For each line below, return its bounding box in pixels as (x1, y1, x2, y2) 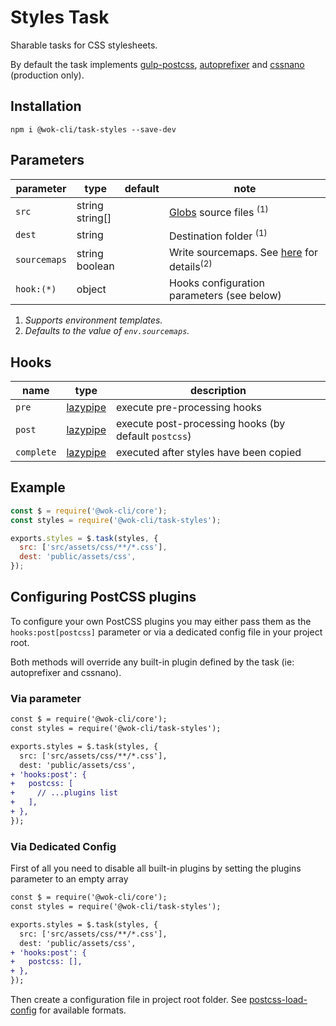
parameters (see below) (168, 289, 282, 303)
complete (15, 447, 57, 458)
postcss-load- (249, 994, 308, 1005)
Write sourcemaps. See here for (168, 245, 318, 259)
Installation (10, 98, 82, 115)
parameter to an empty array (10, 873, 129, 885)
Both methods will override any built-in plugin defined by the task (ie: (10, 656, 295, 668)
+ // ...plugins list (10, 788, 118, 798)
